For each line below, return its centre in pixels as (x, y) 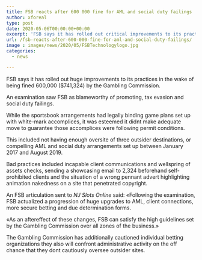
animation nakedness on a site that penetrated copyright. (77, 183)
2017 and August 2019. (35, 152)
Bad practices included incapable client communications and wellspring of (99, 164)
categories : (21, 51)
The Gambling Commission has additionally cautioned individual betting (95, 237)
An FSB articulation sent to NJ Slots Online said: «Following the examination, (101, 195)
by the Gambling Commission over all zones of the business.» (83, 226)
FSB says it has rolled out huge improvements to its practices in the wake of (100, 79)
